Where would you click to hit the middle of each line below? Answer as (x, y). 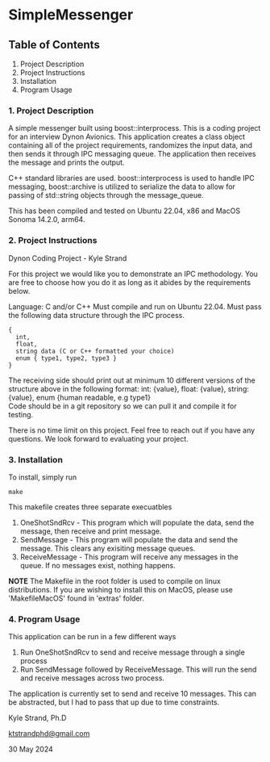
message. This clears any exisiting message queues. (108, 548)
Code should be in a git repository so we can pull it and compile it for (123, 406)
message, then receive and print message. (91, 531)
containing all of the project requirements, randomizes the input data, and (130, 145)
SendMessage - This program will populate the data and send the (129, 539)
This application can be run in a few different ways (92, 637)
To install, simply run (43, 477)
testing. (21, 414)
